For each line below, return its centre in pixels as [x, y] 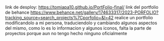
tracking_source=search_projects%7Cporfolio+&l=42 [59, 18]
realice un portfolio [134, 18]
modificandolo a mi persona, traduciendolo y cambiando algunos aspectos [81, 23]
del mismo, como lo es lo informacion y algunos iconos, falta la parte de [78, 28]
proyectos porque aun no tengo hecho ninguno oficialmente [66, 33]
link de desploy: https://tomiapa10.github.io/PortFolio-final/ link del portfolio [82, 7]
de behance [17, 12]
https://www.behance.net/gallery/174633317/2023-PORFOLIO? [95, 12]
